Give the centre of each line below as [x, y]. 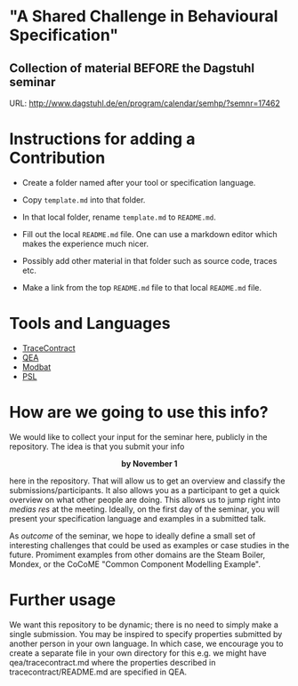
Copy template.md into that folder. [84, 199]
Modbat [36, 367]
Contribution [57, 158]
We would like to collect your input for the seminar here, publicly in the [138, 436]
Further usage [63, 600]
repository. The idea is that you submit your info [97, 446]
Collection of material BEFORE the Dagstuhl [132, 68]
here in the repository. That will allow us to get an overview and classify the [147, 481]
